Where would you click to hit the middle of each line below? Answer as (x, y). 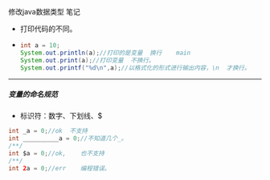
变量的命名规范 (33, 94)
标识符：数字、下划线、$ (61, 116)
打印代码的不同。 (48, 29)
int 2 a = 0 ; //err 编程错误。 (59, 168)
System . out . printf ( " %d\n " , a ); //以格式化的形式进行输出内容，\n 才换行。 (135, 68)
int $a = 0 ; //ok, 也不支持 (56, 154)
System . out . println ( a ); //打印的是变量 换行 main (105, 53)
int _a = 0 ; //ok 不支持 (48, 131)
